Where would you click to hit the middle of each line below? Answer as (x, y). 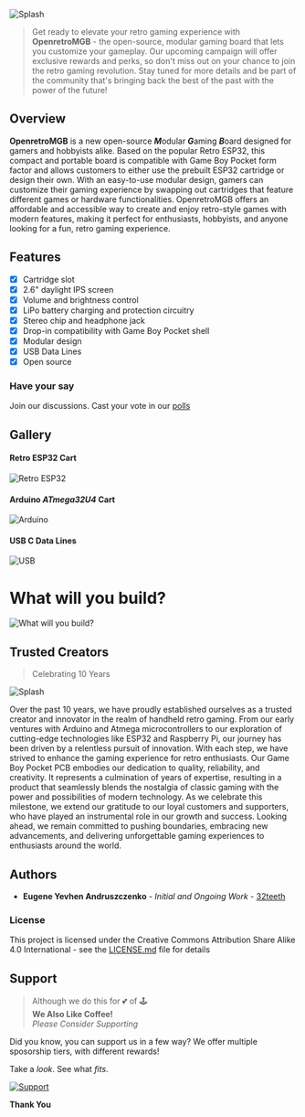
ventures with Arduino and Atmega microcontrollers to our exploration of (146, 729)
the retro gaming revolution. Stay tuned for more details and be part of (164, 70)
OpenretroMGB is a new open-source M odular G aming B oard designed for (151, 141)
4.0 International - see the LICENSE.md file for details (110, 950)
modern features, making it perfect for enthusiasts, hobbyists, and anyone (149, 219)
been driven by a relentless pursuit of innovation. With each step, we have (149, 748)
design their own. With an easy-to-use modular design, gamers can (137, 179)
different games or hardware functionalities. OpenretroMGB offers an (139, 199)
